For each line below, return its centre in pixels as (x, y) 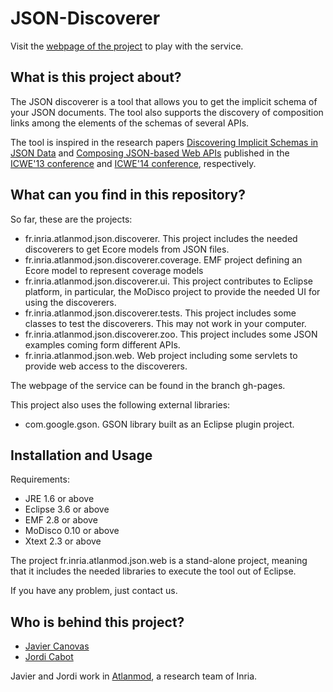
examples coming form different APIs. (102, 344)
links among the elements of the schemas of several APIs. (130, 123)
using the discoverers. (70, 302)
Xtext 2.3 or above (63, 541)
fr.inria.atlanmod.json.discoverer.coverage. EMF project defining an (163, 259)
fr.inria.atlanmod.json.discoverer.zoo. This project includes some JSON (171, 334)
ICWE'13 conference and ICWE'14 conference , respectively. (133, 163)
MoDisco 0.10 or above (72, 531)
